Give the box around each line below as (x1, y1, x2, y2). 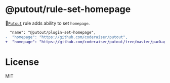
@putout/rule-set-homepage (5, 4, 131, 15)
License (5, 56, 39, 67)
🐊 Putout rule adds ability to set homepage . (5, 20, 90, 26)
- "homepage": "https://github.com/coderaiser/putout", (5, 34, 128, 40)
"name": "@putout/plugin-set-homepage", (10, 30, 96, 35)
